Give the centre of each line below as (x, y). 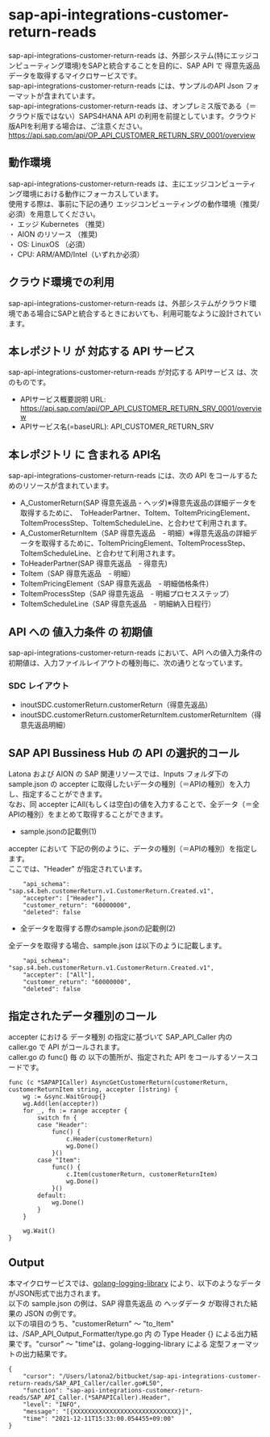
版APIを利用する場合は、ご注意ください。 (78, 126)
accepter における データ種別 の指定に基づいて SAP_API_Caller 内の (120, 1036)
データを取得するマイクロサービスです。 (75, 75)
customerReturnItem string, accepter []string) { (93, 1089)
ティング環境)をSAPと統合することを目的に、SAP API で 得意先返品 (148, 65)
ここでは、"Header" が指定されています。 (77, 869)
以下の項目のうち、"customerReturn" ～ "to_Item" (91, 1323)
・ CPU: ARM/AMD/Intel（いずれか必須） (75, 254)
